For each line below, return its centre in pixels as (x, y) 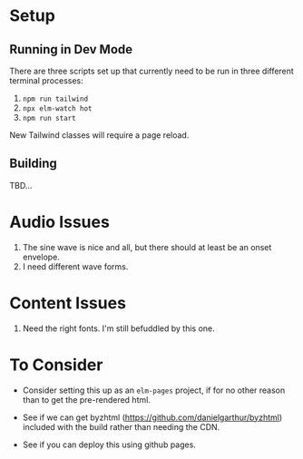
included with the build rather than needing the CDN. (121, 426)
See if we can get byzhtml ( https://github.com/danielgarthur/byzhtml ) (152, 417)
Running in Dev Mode (71, 49)
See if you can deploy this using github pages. (109, 444)
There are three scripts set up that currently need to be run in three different (152, 71)
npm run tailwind (55, 99)
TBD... (21, 185)
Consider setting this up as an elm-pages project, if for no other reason (154, 390)
